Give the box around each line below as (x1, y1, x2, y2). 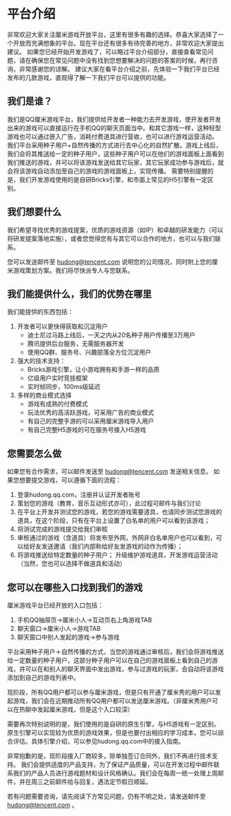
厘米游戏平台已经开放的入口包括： (7, 601, 104, 609)
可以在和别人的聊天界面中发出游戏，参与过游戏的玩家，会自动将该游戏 (25, 665, 224, 673)
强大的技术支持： (16, 357, 66, 365)
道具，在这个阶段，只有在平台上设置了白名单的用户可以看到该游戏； (16, 516, 210, 525)
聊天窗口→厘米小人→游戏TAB (16, 625, 101, 632)
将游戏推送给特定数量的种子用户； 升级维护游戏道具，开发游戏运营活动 (16, 551, 218, 559)
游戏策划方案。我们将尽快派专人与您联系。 (12, 266, 134, 274)
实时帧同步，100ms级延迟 (27, 383, 101, 391)
